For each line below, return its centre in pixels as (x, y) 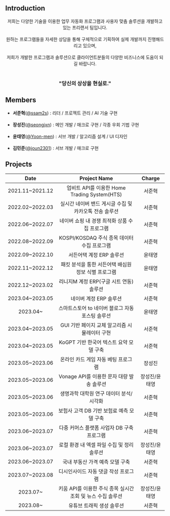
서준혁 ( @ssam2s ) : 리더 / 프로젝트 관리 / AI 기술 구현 (65, 113)
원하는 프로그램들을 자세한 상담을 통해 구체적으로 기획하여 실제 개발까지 (76, 39)
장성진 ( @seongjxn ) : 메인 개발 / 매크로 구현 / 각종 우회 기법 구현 (76, 125)
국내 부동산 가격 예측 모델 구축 (96, 462)
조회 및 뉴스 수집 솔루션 (96, 496)
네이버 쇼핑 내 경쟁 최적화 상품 (93, 221)
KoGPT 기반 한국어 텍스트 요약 (93, 342)
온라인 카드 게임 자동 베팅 (89, 360)
